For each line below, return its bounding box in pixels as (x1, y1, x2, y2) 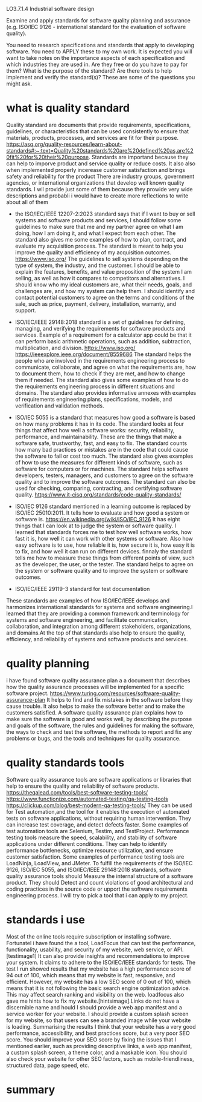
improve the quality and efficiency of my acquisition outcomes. (14, 248, 172, 256)
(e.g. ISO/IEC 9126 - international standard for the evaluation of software (6, 24, 186, 30)
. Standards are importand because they (88, 153, 189, 160)
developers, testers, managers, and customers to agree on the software (14, 472, 194, 479)
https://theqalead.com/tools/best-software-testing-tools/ (6, 788, 148, 796)
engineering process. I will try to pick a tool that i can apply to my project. (6, 891, 189, 899)
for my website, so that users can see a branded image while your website (6, 1017, 191, 1024)
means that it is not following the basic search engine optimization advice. (6, 984, 191, 992)
